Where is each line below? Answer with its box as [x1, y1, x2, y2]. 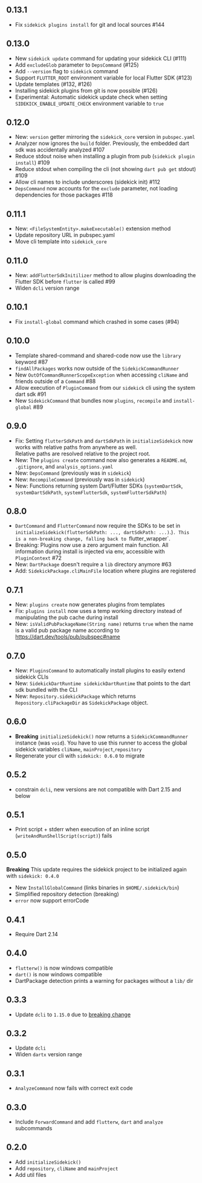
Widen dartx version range [15, 1051, 83, 1058]
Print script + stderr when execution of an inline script [15, 826, 150, 833]
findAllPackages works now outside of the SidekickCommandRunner [15, 364, 180, 372]
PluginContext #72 [15, 554, 62, 561]
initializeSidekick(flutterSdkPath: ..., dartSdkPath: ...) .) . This [15, 529, 189, 536]
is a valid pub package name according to [15, 627, 120, 634]
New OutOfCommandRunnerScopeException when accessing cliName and [15, 371, 189, 378]
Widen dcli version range [15, 284, 80, 292]
